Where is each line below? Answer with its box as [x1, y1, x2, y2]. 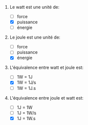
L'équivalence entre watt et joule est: [9, 64, 84, 70]
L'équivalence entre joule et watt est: [9, 95, 84, 101]
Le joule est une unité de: [9, 34, 61, 41]
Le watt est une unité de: [9, 4, 60, 10]
